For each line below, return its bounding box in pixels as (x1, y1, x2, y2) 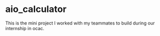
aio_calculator (5, 3, 67, 15)
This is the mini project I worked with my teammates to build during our (5, 20, 155, 26)
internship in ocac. (5, 25, 44, 31)
